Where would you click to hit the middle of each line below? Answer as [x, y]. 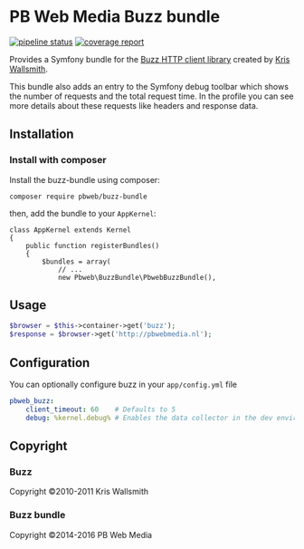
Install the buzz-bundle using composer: [85, 179]
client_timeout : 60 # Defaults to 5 [101, 409]
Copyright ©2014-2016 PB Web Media [81, 535]
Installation [42, 135]
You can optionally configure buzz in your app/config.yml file [123, 384]
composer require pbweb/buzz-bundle [78, 197]
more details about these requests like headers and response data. [134, 105]
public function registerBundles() [93, 246]
